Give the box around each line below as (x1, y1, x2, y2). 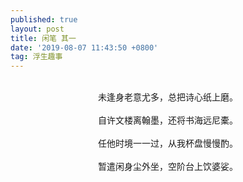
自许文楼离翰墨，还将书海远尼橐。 (98, 114, 238, 126)
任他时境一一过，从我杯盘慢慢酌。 (98, 137, 238, 150)
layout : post (10, 24, 65, 34)
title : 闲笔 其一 (10, 33, 77, 43)
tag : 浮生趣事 (10, 52, 63, 62)
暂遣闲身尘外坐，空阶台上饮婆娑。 (98, 161, 238, 173)
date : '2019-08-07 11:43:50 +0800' (10, 42, 159, 53)
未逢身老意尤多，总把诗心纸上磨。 (98, 91, 238, 103)
